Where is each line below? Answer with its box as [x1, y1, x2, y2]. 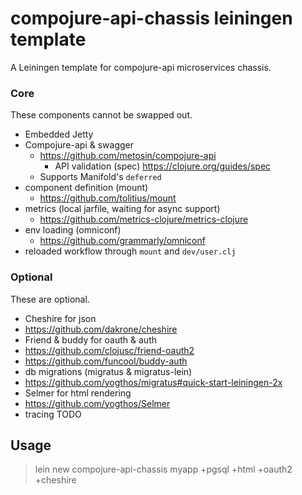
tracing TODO [24, 408, 82, 420]
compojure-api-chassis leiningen [10, 7, 293, 30]
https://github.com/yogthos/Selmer [24, 397, 171, 409]
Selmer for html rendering [24, 387, 132, 399]
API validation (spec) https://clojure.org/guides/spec [54, 160, 272, 172]
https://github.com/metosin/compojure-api [39, 150, 217, 162]
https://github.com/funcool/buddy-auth [24, 355, 188, 367]
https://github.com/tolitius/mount [39, 192, 177, 204]
